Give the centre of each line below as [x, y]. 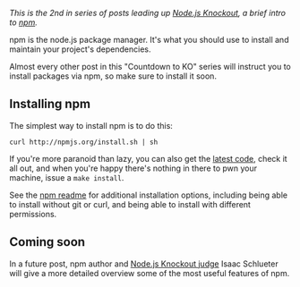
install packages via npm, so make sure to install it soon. [113, 76]
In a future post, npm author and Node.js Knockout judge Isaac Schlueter [144, 264]
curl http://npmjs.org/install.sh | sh [84, 142]
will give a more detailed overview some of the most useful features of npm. [150, 273]
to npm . [23, 22]
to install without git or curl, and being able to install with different [130, 204]
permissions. [33, 214]
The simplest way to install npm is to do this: [91, 125]
